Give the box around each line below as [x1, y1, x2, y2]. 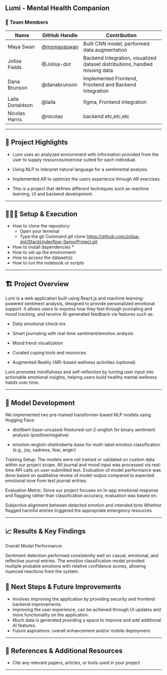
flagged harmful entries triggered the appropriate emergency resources [5, 507, 152, 513]
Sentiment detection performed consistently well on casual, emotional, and [5, 552, 159, 558]
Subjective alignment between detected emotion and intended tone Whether [5, 502, 162, 508]
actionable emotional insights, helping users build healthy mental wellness [5, 374, 157, 380]
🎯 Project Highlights [5, 138, 68, 147]
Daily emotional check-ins [12, 321, 66, 327]
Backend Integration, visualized [83, 54, 157, 61]
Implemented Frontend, [83, 75, 138, 82]
